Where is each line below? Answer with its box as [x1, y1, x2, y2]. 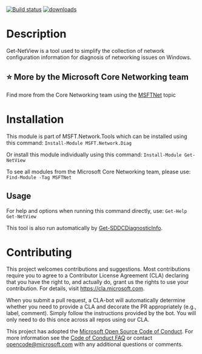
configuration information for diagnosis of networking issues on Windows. [6, 54, 192, 61]
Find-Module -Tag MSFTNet [6, 174, 72, 181]
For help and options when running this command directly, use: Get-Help [6, 207, 187, 214]
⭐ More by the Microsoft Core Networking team [6, 72, 189, 82]
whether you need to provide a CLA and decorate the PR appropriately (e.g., [6, 303, 197, 310]
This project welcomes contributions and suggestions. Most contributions [6, 265, 190, 273]
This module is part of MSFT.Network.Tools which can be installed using [6, 133, 187, 140]
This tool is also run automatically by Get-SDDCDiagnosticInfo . [6, 224, 163, 231]
